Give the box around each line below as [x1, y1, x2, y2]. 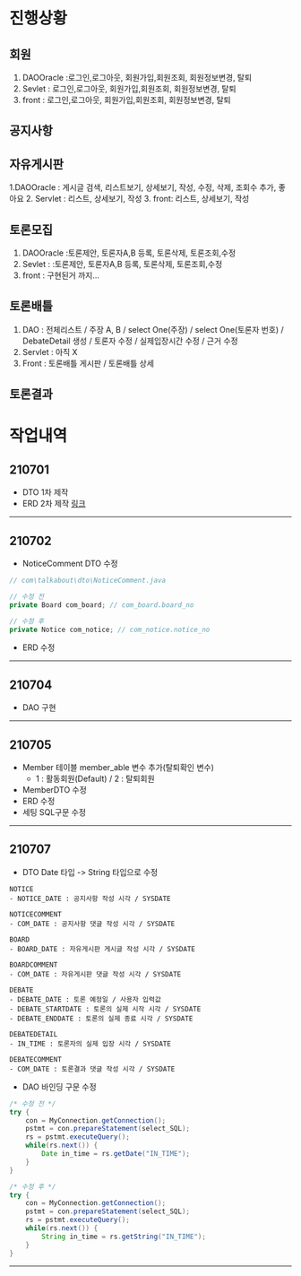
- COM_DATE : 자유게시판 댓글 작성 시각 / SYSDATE [9, 969, 182, 978]
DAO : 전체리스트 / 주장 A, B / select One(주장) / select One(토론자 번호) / [21, 324, 284, 334]
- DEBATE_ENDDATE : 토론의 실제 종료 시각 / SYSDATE [9, 1014, 193, 1023]
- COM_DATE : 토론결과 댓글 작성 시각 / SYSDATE [9, 1064, 176, 1073]
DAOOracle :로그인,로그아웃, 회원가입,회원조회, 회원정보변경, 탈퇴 [21, 73, 253, 82]
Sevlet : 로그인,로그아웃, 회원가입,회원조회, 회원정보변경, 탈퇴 [21, 83, 236, 94]
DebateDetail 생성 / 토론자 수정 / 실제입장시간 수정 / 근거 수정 [21, 335, 239, 346]
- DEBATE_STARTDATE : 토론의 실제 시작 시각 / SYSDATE [9, 1004, 202, 1013]
